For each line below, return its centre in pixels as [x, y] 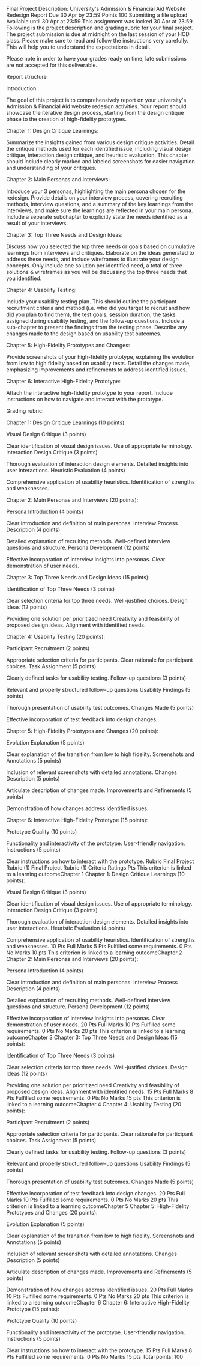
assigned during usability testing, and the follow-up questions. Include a [95, 321]
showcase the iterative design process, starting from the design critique [95, 113]
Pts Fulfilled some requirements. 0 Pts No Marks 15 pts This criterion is [94, 1098]
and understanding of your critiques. [52, 168]
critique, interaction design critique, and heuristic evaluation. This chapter [97, 155]
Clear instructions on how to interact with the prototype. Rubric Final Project [100, 861]
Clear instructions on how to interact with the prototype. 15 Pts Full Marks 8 [99, 1350]
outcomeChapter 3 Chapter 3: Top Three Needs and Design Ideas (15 [92, 1037]
